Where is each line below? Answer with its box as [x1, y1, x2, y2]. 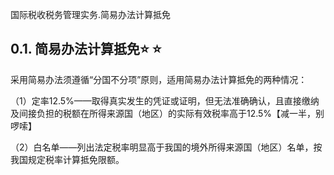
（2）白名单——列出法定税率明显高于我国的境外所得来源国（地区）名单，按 [10, 141, 323, 153]
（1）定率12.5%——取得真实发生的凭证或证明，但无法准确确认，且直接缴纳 [10, 94, 320, 107]
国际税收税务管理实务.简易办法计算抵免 [10, 9, 172, 20]
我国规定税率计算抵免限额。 [10, 153, 125, 165]
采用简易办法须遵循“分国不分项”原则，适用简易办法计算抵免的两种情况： [10, 73, 308, 85]
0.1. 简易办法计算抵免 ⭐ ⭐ [10, 41, 162, 58]
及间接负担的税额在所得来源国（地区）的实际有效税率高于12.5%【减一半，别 [10, 107, 325, 119]
